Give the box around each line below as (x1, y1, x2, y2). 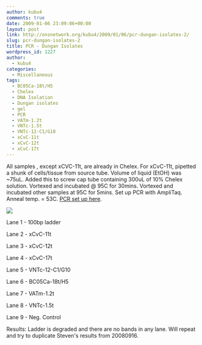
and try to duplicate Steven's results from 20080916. (6, 332, 139, 339)
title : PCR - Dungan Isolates (6, 44, 84, 50)
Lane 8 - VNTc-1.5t (6, 301, 54, 309)
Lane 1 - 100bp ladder (6, 218, 61, 226)
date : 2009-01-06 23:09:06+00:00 (6, 20, 92, 26)
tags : (6, 77, 20, 83)
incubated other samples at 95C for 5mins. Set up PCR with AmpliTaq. (6, 188, 182, 196)
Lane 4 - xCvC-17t (6, 254, 53, 261)
